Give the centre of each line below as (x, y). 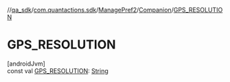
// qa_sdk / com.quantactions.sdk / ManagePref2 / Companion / (90, 10)
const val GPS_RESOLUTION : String (58, 70)
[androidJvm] (26, 64)
